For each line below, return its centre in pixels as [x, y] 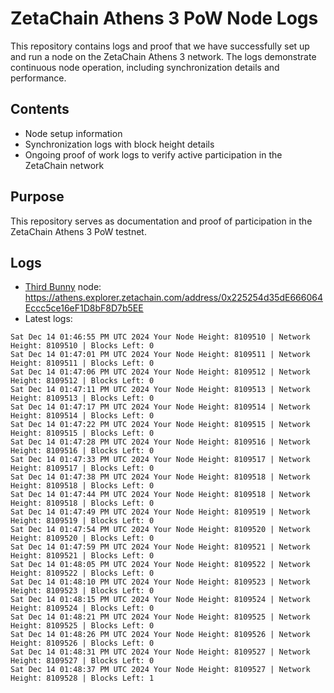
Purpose [37, 197]
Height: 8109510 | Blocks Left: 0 [82, 346]
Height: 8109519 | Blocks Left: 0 [82, 521]
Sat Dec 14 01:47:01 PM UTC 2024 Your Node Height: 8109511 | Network [160, 355]
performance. [38, 78]
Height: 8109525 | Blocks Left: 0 [82, 626]
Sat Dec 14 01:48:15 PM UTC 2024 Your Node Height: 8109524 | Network [160, 600]
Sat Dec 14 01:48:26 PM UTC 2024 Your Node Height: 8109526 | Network [160, 635]
